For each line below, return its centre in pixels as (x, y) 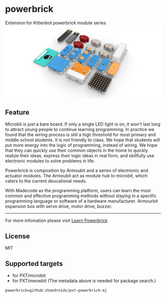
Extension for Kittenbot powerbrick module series (56, 23)
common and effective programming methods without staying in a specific (81, 196)
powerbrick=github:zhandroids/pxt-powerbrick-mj (56, 291)
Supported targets (34, 264)
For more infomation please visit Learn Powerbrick (56, 220)
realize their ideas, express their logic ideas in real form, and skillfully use (80, 156)
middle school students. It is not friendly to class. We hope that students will (83, 140)
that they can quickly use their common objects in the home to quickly (77, 150)
